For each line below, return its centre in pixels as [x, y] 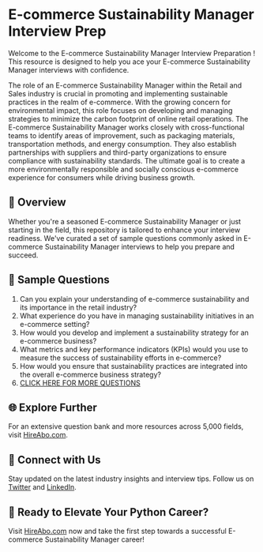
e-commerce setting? [54, 324]
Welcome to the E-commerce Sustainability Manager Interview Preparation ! [132, 53]
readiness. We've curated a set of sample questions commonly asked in [125, 238]
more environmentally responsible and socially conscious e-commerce [124, 169]
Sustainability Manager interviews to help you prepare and [140, 246]
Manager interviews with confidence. [69, 69]
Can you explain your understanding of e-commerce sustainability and [134, 299]
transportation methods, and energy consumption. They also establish [122, 144]
